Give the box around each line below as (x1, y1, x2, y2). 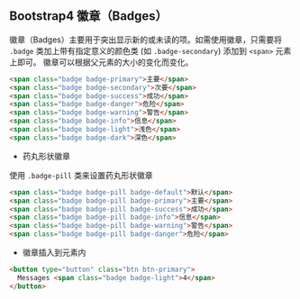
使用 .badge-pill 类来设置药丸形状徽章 (9, 169, 153, 180)
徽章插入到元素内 (22, 247, 86, 258)
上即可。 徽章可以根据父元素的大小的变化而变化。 (9, 57, 194, 68)
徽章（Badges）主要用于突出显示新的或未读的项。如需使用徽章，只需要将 (9, 34, 282, 45)
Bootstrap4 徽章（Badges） (9, 8, 168, 24)
